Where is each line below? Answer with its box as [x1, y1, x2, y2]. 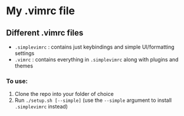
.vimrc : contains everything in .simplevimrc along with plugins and [14, 56, 179, 63]
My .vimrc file [6, 4, 75, 18]
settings [14, 50, 35, 57]
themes [14, 62, 34, 69]
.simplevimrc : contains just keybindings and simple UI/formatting [14, 43, 175, 50]
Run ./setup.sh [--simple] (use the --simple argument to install [14, 96, 172, 104]
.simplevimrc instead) [14, 103, 68, 110]
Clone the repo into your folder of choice [14, 91, 114, 98]
